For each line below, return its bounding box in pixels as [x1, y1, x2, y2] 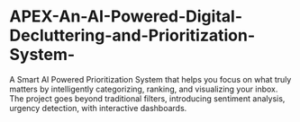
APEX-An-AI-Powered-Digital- [9, 6, 243, 27]
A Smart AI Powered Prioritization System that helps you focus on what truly [9, 74, 292, 84]
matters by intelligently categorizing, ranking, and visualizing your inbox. [9, 83, 278, 94]
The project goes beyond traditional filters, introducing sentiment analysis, [9, 92, 286, 104]
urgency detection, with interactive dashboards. [9, 102, 187, 113]
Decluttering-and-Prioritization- [9, 25, 255, 46]
